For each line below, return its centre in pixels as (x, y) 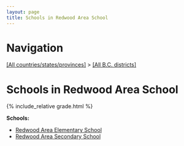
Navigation (35, 48)
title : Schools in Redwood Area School (57, 18)
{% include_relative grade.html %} (50, 106)
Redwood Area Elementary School (59, 130)
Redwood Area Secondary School (58, 137)
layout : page (23, 12)
